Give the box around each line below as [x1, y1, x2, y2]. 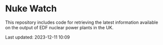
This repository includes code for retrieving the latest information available [5, 19, 159, 25]
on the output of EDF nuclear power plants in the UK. [5, 24, 114, 30]
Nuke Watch [5, 3, 57, 14]
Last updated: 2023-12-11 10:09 [5, 34, 70, 40]
